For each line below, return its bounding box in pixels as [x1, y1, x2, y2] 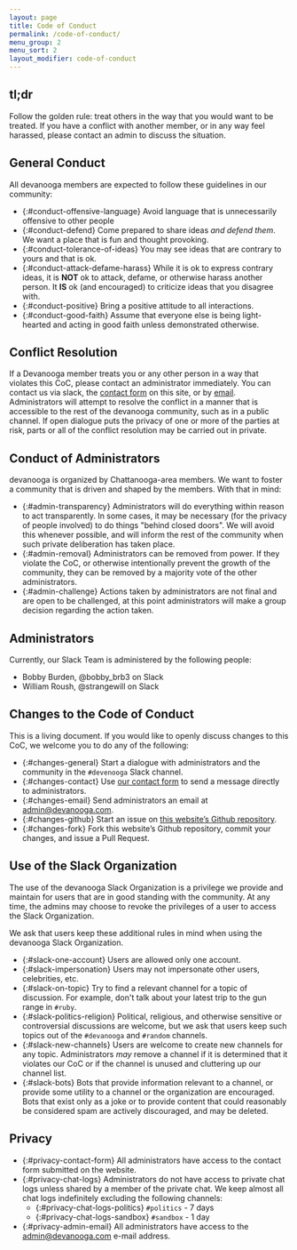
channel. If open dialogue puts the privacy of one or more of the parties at [9, 415, 280, 427]
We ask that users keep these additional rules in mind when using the [9, 927, 263, 938]
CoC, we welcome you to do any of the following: [9, 740, 189, 750]
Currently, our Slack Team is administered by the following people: [9, 654, 253, 665]
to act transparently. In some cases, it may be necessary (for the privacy [21, 510, 287, 521]
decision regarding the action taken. [21, 605, 154, 616]
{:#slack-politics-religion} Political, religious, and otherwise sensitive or [21, 1011, 282, 1022]
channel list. [21, 1068, 66, 1078]
